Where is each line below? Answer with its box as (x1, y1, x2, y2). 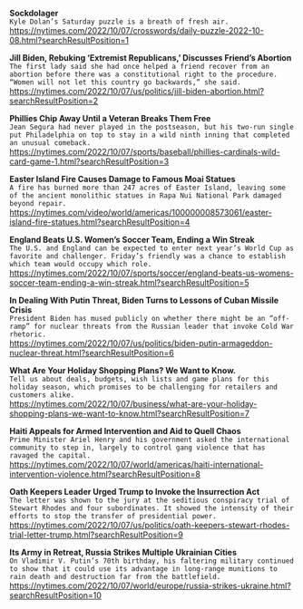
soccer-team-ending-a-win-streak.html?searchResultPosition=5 (9, 277, 249, 288)
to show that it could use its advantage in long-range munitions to (9, 565, 279, 574)
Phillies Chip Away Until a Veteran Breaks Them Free (9, 113, 211, 123)
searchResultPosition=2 (9, 95, 99, 106)
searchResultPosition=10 (9, 590, 103, 601)
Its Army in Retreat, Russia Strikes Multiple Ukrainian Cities (9, 547, 238, 557)
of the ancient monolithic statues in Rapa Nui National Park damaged (9, 191, 282, 200)
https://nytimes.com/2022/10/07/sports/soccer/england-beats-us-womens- (9, 267, 295, 278)
